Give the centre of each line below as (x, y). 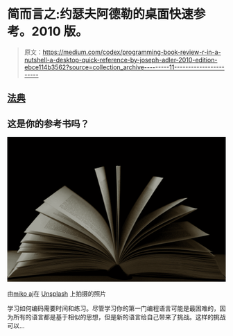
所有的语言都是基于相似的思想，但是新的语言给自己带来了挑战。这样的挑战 (119, 317)
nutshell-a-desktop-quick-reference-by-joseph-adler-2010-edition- (121, 60)
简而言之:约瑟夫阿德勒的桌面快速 (101, 14)
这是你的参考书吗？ (48, 124)
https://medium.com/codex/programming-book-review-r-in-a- (132, 52)
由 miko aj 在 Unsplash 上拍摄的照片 (57, 293)
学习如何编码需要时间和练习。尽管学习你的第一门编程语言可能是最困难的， (113, 308)
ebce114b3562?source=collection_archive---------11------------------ (124, 67)
